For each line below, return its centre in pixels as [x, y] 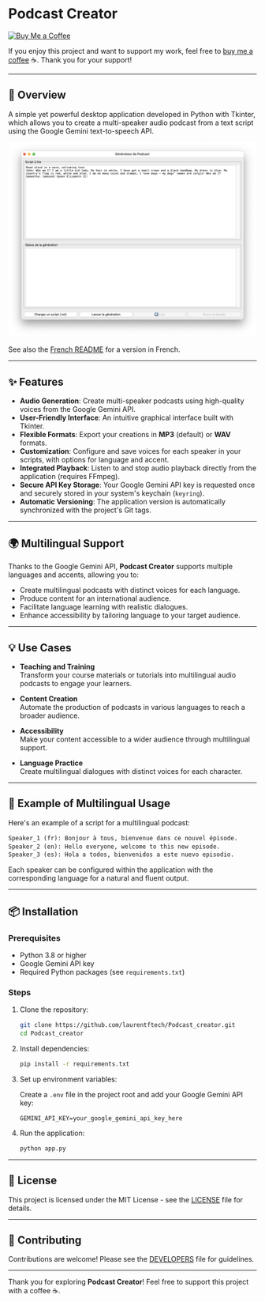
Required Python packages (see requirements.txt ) [102, 972]
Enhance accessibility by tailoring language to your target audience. [130, 615]
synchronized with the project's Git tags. [86, 510]
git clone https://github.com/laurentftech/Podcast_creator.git [127, 1025]
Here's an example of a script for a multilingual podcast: [99, 822]
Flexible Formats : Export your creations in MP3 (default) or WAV [125, 435]
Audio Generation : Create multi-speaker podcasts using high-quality [132, 401]
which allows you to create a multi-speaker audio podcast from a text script [131, 123]
